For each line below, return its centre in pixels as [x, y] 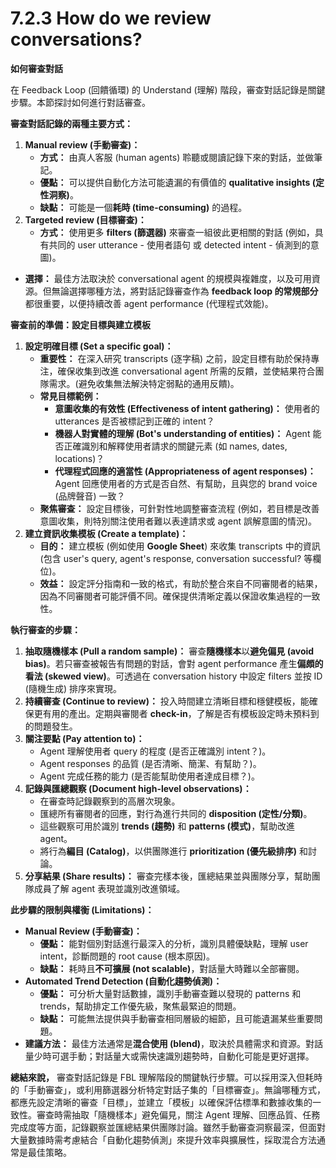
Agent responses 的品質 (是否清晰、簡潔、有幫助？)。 [150, 763]
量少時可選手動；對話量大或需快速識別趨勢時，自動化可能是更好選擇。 [169, 1056]
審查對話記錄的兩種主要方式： [71, 123]
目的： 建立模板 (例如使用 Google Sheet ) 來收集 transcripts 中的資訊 [180, 546]
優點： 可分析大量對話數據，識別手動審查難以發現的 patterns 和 [170, 993]
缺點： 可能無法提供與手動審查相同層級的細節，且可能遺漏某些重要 [177, 1018]
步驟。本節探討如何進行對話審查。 [80, 102]
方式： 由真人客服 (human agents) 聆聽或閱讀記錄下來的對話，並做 [177, 157]
